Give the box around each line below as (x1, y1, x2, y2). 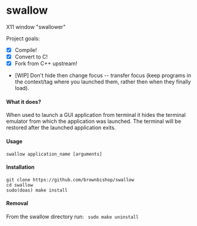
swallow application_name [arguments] (6, 151, 102, 157)
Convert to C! (14, 53, 48, 60)
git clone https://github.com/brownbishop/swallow (6, 177, 135, 182)
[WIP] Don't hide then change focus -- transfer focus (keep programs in (14, 72, 192, 79)
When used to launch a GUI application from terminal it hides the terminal (6, 112, 186, 119)
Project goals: (6, 35, 40, 42)
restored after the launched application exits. (6, 124, 116, 131)
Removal (6, 200, 29, 207)
